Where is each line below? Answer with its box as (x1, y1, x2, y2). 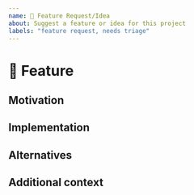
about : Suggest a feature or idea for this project (8, 19, 186, 27)
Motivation (8, 93, 65, 107)
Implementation (8, 121, 91, 135)
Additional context (8, 176, 103, 189)
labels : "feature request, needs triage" (8, 27, 150, 35)
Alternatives (8, 148, 73, 162)
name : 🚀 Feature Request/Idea (8, 11, 111, 20)
